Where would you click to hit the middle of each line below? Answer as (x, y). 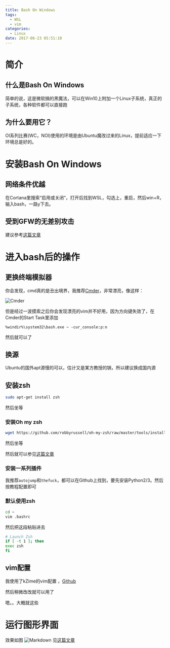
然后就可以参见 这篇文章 (30, 454)
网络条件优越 (25, 184)
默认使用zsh (20, 501)
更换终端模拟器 (29, 277)
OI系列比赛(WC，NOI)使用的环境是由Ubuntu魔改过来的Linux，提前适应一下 (83, 135)
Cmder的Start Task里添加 (32, 317)
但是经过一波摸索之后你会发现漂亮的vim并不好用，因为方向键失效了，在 (80, 311)
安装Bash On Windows (54, 164)
